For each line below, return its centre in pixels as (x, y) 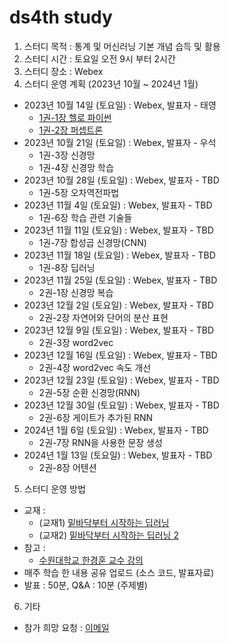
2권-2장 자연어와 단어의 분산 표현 (103, 317)
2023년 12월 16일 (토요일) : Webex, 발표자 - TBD (120, 355)
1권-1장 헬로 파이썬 (75, 117)
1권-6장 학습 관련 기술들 (85, 217)
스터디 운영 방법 (54, 488)
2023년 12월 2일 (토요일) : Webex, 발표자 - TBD (118, 305)
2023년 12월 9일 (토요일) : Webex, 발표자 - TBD (119, 330)
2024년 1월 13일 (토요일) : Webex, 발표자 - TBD (118, 455)
